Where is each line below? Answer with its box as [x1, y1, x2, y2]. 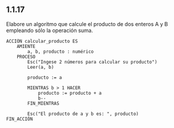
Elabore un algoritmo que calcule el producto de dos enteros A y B [6, 20, 169, 27]
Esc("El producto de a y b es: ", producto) [27, 111, 139, 117]
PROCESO [17, 53, 36, 60]
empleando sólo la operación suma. [6, 27, 94, 34]
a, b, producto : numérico [27, 49, 94, 55]
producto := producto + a [37, 90, 102, 96]
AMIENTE [17, 43, 36, 49]
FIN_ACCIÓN [6, 116, 33, 122]
